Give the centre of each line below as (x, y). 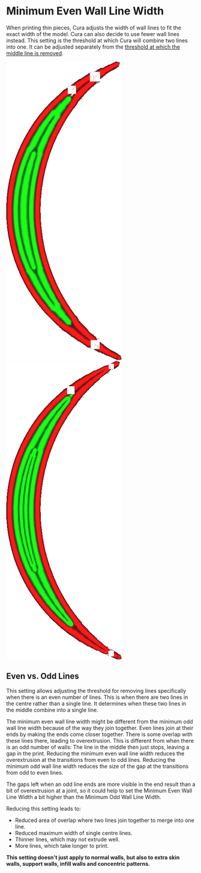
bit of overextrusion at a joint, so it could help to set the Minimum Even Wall (99, 790)
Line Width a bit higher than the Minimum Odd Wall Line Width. (84, 797)
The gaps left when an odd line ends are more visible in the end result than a (101, 784)
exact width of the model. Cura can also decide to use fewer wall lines (93, 34)
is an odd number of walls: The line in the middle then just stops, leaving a (98, 747)
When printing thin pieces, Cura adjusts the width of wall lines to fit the (94, 28)
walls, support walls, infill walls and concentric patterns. (78, 863)
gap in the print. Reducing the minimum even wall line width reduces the (95, 753)
